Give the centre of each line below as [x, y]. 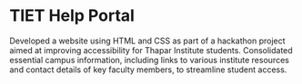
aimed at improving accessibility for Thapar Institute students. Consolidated [151, 50]
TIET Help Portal [72, 16]
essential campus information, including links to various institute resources [149, 60]
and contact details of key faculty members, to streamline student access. [148, 70]
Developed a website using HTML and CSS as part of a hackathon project [147, 41]
